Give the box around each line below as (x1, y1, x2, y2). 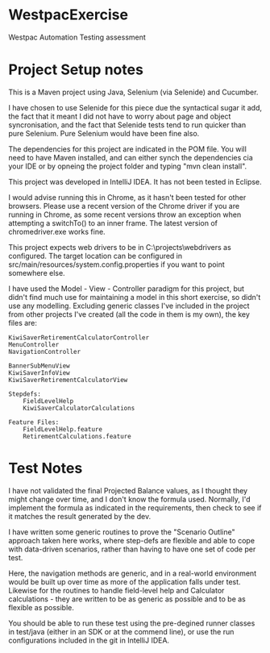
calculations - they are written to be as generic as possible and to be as (8, 594, 246, 604)
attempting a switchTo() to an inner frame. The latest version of (8, 218, 218, 227)
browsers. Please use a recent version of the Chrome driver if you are (8, 201, 240, 210)
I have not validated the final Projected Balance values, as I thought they (8, 485, 248, 495)
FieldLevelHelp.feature (23, 425, 103, 433)
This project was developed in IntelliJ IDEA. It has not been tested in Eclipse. (8, 177, 262, 186)
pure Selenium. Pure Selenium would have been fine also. (8, 128, 200, 138)
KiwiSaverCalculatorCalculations (23, 404, 135, 412)
